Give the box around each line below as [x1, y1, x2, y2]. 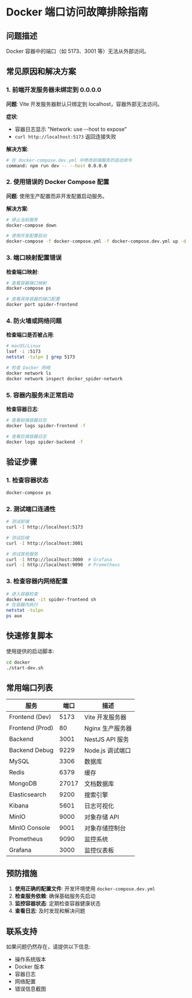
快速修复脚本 [6, 631, 53, 641]
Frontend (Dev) [9, 713, 51, 721]
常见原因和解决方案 [6, 66, 76, 77]
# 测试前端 [6, 519, 30, 525]
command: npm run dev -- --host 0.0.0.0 [6, 163, 108, 169]
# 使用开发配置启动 [6, 233, 47, 239]
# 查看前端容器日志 [6, 417, 47, 423]
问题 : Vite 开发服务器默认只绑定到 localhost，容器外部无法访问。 [6, 100, 163, 107]
